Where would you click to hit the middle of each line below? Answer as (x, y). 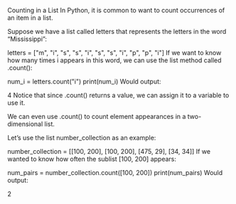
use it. (16, 103)
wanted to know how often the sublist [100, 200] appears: (92, 159)
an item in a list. (30, 18)
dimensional (25, 124)
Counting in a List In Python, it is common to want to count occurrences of (116, 10)
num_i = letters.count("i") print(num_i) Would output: (84, 81)
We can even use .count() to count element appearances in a (97, 117)
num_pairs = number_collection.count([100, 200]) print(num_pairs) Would (115, 172)
